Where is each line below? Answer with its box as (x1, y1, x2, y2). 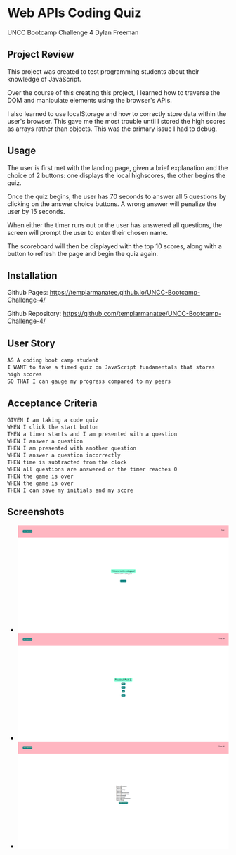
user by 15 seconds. (7, 207, 65, 215)
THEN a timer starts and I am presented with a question (7, 431, 178, 438)
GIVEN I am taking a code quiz (7, 417, 99, 424)
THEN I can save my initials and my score (7, 487, 133, 494)
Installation (7, 270, 58, 281)
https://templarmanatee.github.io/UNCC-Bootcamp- (49, 289, 201, 297)
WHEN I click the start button (7, 424, 99, 431)
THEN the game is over (7, 473, 74, 480)
